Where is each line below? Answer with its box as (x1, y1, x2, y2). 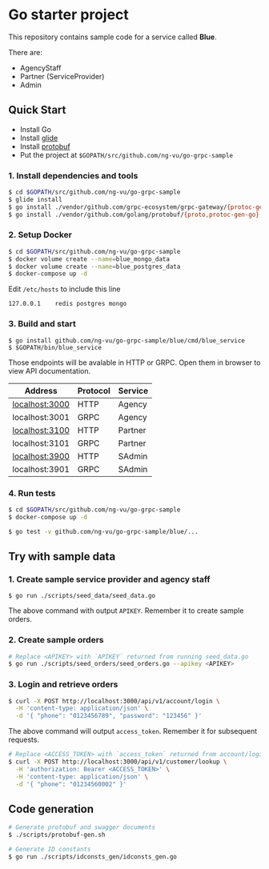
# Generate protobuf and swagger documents (8, 823, 156, 831)
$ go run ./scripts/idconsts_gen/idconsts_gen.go (8, 853, 178, 861)
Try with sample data (8, 550, 116, 563)
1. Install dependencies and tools (8, 170, 139, 181)
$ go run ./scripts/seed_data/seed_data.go (8, 592, 156, 600)
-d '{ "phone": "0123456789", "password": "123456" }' (15, 712, 203, 720)
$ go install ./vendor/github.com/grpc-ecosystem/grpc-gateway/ (8, 202, 227, 211)
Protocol (77, 385, 110, 396)
